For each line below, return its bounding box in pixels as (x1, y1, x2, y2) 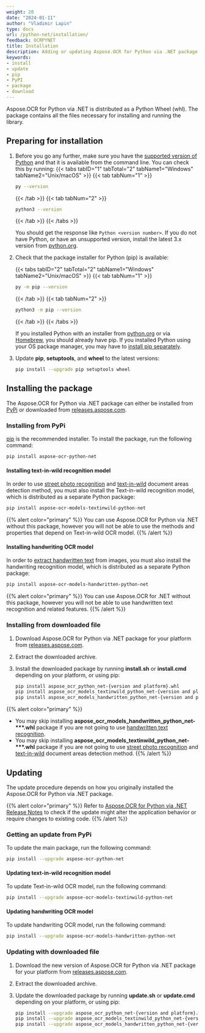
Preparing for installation (6, 136, 104, 147)
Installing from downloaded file (6, 621, 101, 629)
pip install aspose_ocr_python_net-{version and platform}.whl (15, 683, 180, 689)
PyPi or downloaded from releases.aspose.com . (6, 406, 127, 413)
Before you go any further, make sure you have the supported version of (15, 152, 197, 159)
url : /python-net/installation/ (6, 32, 88, 38)
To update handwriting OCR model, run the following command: (6, 921, 167, 929)
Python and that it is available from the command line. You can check (15, 158, 189, 166)
